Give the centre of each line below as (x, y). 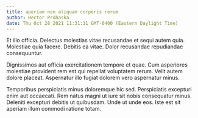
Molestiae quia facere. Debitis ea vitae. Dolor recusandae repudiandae (95, 47)
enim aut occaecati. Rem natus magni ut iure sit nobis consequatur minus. (99, 96)
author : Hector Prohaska (38, 18)
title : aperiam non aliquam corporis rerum (62, 12)
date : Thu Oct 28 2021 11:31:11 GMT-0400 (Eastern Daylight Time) (92, 23)
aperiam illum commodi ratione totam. (54, 109)
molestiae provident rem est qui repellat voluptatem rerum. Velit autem (94, 71)
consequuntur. (24, 53)
